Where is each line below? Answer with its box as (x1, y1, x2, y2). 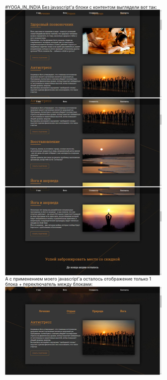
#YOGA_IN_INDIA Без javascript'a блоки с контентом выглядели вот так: (5, 4, 158, 10)
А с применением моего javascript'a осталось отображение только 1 (5, 276, 152, 282)
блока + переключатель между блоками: (5, 281, 93, 287)
